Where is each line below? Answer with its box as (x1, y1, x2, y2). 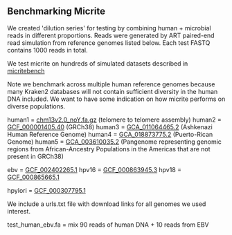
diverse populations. (7, 102, 66, 110)
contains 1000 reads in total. (7, 46, 88, 54)
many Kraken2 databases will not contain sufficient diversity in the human (7, 87, 218, 95)
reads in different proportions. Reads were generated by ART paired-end (7, 31, 215, 39)
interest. (7, 207, 31, 215)
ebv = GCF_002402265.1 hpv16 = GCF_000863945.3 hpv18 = (7, 165, 182, 173)
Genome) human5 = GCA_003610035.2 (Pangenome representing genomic (7, 138, 222, 146)
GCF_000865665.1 (7, 173, 60, 181)
